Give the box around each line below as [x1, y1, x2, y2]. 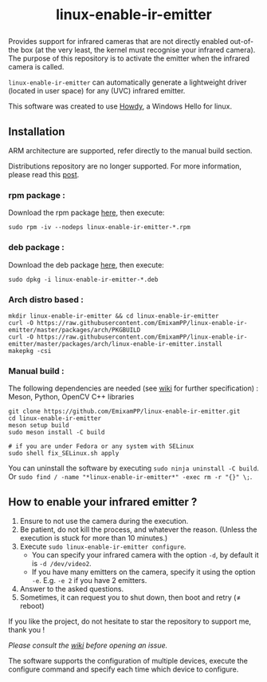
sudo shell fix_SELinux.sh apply [8, 450, 120, 458]
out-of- [230, 37, 253, 46]
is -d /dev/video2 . [31, 559, 92, 568]
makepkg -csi [8, 347, 52, 355]
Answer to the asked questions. [19, 585, 124, 593]
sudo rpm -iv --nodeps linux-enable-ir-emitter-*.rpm [8, 224, 191, 232]
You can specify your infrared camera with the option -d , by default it [31, 550, 259, 560]
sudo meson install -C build [8, 429, 105, 437]
